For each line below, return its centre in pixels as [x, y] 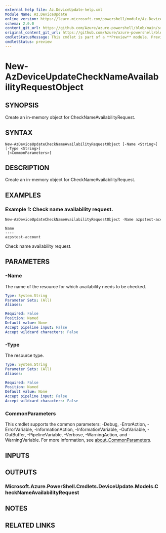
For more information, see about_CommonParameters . [96, 440]
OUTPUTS [21, 472]
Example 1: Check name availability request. [59, 209]
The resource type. [25, 355]
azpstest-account [23, 237]
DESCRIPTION [27, 168]
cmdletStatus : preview [28, 42]
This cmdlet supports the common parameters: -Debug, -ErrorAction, [76, 424]
